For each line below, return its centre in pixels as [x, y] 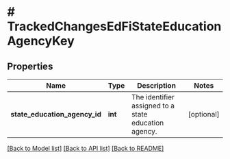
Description [156, 85]
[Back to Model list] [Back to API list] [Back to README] [86, 148]
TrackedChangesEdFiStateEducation [114, 26]
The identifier [153, 97]
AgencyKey [41, 41]
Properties [30, 66]
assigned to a [153, 106]
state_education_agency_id [56, 114]
